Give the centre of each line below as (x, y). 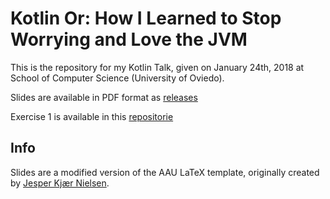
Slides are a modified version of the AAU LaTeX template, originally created (165, 172)
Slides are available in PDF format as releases (104, 97)
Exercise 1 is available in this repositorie (92, 116)
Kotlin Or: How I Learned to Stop (146, 18)
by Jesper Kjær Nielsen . (60, 183)
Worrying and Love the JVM (129, 39)
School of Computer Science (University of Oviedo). (117, 78)
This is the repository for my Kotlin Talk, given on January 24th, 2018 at (157, 67)
